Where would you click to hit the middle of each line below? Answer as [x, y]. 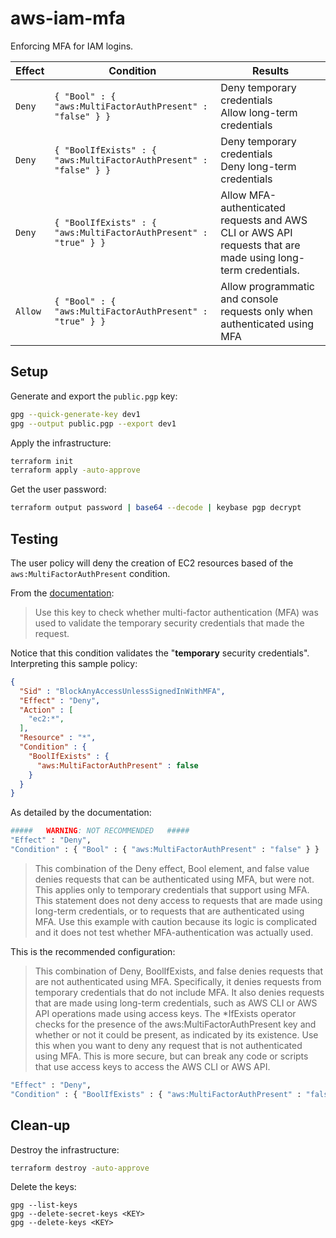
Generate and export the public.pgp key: [94, 396]
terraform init [42, 461]
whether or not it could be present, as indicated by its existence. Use [176, 1034]
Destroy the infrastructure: [65, 1149]
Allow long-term [259, 112]
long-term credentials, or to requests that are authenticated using [169, 911]
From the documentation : [62, 593]
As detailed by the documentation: [81, 813]
